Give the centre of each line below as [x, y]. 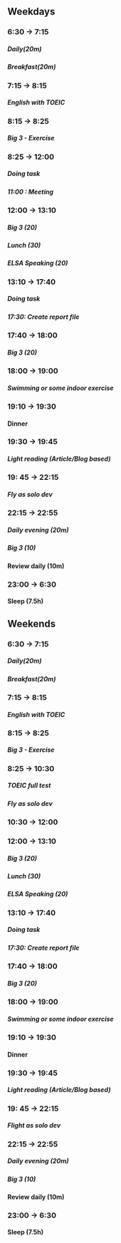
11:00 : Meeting [30, 192]
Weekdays [31, 12]
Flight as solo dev [34, 1126]
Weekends [32, 623]
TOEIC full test [29, 785]
